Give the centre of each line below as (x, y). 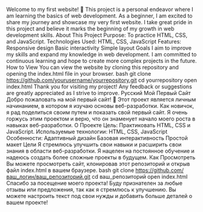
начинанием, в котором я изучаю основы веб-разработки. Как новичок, (100, 106)
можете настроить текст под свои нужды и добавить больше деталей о (99, 196)
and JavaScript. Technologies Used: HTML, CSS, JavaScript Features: (94, 41)
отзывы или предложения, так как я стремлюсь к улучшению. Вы (92, 190)
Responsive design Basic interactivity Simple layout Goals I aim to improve (99, 48)
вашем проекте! (27, 202)
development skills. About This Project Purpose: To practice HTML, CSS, (97, 35)
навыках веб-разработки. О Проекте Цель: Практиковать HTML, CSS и (98, 125)
